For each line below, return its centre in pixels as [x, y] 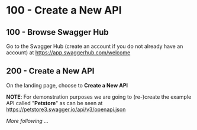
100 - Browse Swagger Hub [58, 32]
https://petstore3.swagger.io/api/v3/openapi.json [66, 109]
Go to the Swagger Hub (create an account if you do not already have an [95, 46]
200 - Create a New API [50, 71]
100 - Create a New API [64, 10]
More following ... [27, 121]
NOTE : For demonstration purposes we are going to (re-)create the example [99, 97]
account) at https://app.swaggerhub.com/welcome [68, 53]
